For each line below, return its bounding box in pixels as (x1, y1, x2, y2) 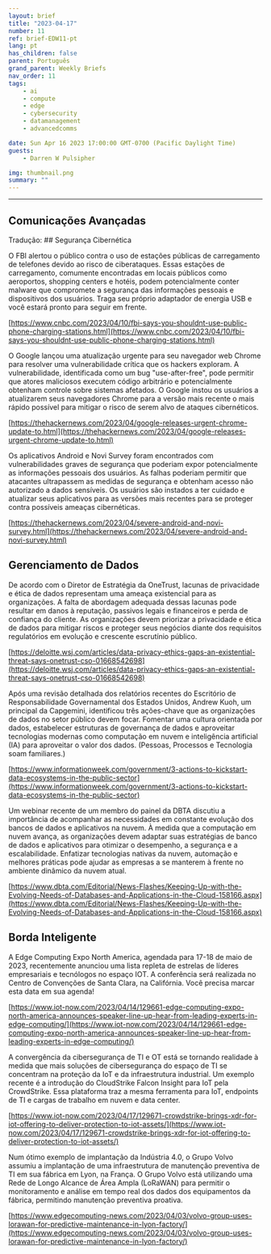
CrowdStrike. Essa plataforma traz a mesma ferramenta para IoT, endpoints (8, 1086, 259, 1096)
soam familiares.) (8, 748, 66, 758)
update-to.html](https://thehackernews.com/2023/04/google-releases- (8, 426, 246, 436)
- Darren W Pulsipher (23, 154, 95, 162)
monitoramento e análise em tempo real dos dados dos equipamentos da (8, 1186, 252, 1196)
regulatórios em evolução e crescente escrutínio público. (8, 631, 198, 641)
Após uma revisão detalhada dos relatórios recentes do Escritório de (8, 688, 236, 698)
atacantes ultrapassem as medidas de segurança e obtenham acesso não (8, 476, 254, 486)
